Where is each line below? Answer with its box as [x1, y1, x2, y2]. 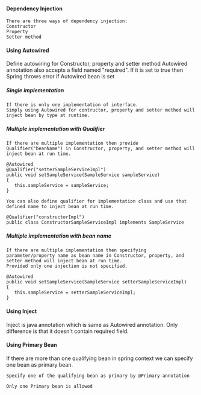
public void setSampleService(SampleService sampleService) [6, 172, 161, 178]
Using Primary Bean [6, 341, 57, 349]
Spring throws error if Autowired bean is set [6, 73, 115, 80]
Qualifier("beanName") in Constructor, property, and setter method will [6, 145, 196, 152]
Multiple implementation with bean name [6, 232, 111, 239]
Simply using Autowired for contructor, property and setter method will [6, 107, 196, 113]
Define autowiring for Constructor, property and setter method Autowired [6, 60, 188, 68]
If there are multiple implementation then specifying [6, 247, 147, 253]
